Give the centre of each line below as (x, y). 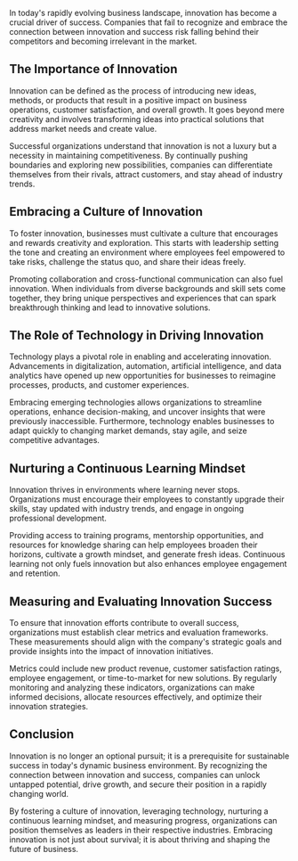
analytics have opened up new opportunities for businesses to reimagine (142, 376)
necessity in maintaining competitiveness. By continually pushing (129, 155)
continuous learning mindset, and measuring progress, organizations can (143, 820)
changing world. (39, 793)
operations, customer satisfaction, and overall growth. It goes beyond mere (147, 110)
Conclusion (42, 734)
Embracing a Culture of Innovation (106, 212)
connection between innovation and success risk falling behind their (134, 32)
